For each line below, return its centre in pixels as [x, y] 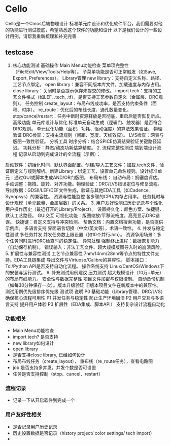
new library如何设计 [33, 343]
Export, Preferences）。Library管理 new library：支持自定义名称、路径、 [88, 78]
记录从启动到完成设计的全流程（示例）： [60, 154]
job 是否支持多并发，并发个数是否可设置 [54, 367]
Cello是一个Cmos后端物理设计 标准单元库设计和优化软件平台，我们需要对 [82, 23]
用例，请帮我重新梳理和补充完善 [43, 36]
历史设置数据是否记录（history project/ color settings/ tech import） [83, 433]
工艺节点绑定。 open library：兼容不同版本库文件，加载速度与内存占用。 [88, 84]
